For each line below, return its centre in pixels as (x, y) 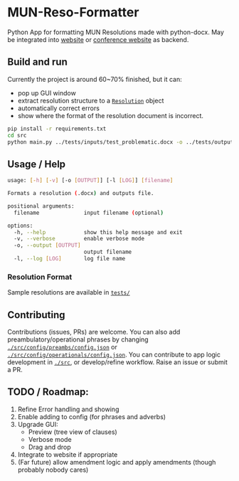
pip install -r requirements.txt (57, 129)
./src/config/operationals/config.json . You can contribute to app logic (114, 355)
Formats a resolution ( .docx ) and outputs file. (81, 194)
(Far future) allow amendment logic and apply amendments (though (117, 462)
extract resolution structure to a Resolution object (91, 100)
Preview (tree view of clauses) (73, 432)
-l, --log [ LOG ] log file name (70, 259)
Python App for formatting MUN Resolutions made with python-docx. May (116, 32)
